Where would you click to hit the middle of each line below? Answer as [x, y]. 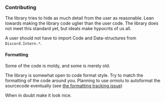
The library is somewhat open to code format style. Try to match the [74, 75]
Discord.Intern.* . [23, 43]
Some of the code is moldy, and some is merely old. [58, 66]
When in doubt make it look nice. [38, 95]
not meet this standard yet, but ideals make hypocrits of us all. [68, 29]
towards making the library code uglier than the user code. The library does [82, 23]
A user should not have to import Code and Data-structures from [71, 38]
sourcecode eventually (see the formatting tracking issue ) [64, 86]
